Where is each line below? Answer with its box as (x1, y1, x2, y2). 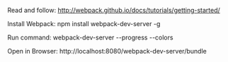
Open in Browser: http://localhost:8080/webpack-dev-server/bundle (7, 47, 207, 55)
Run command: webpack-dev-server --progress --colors (7, 33, 173, 42)
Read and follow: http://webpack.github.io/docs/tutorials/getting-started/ (7, 6, 221, 14)
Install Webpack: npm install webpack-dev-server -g (7, 20, 161, 27)
